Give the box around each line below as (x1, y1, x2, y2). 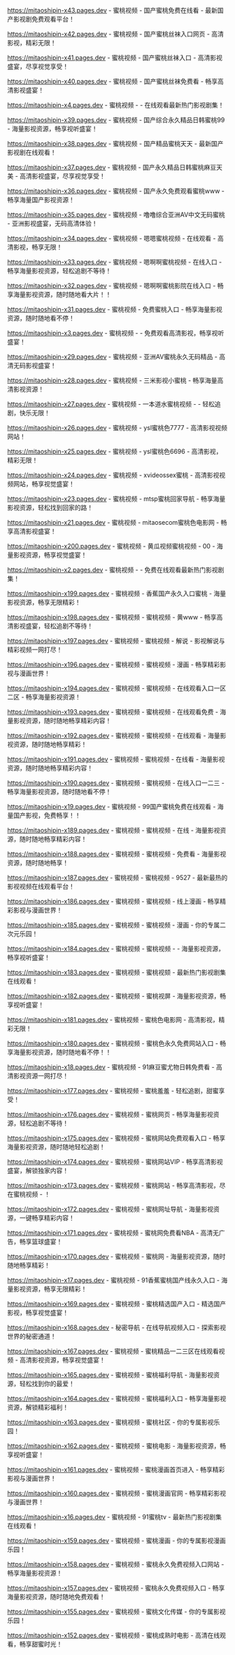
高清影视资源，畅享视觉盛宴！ (20, 1356, 106, 1364)
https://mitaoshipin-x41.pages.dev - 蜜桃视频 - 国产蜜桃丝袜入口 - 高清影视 (7, 53, 222, 62)
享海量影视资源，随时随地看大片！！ (7, 290, 112, 298)
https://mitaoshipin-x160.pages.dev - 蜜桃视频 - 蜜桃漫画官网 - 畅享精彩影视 (7, 1489, 227, 1497)
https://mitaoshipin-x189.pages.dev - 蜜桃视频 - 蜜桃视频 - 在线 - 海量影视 (7, 826, 220, 834)
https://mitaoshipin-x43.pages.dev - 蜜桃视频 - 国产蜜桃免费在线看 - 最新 (7, 6, 218, 14)
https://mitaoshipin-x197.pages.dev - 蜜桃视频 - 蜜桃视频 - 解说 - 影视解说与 (7, 637, 225, 645)
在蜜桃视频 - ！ (7, 1190, 51, 1198)
